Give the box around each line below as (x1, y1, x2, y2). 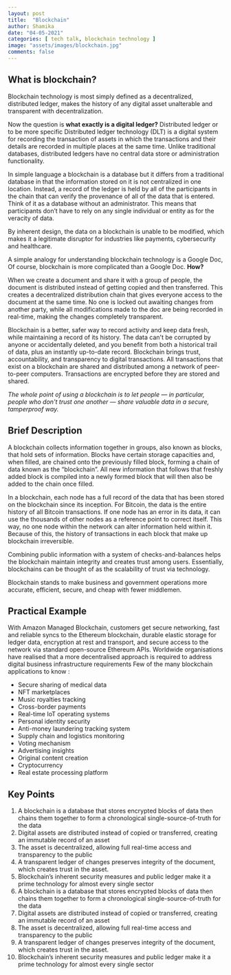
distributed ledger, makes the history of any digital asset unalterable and (8, 99, 212, 107)
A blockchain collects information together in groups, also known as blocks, (8, 443, 223, 451)
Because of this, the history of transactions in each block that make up (8, 529, 208, 537)
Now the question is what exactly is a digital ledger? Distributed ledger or (8, 120, 219, 128)
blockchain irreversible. (8, 537, 74, 545)
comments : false (8, 49, 54, 56)
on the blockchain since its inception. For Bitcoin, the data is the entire (8, 500, 207, 508)
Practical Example (8, 605, 87, 617)
